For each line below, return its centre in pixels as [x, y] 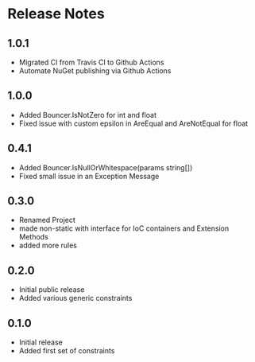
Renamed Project [47, 220]
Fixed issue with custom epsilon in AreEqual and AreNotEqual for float [133, 123]
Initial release [41, 342]
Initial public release [52, 290]
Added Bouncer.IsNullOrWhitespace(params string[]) [106, 167]
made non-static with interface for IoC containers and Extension [124, 228]
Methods [33, 237]
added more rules [48, 245]
